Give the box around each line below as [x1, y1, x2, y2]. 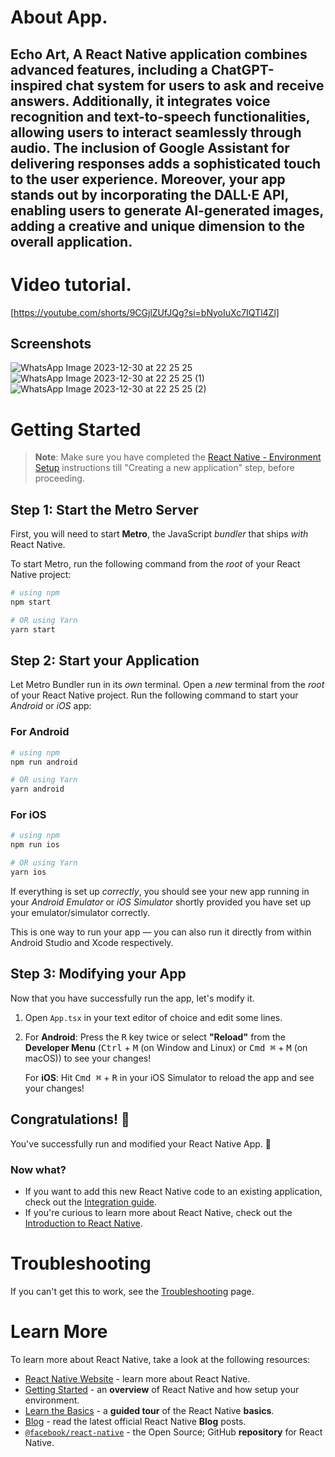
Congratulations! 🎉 [10, 1111, 130, 1128]
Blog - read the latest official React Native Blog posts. [24, 1415, 247, 1427]
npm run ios [10, 840, 60, 850]
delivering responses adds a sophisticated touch [10, 155, 322, 172]
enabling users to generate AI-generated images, [10, 202, 324, 219]
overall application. [10, 233, 133, 250]
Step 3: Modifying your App [10, 966, 187, 983]
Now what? [10, 1162, 67, 1176]
